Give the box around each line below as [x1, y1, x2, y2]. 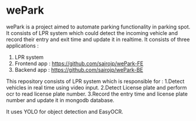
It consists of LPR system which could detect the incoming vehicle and [6, 29, 178, 36]
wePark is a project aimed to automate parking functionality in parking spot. [6, 23, 191, 30]
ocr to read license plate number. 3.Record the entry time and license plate [6, 90, 188, 97]
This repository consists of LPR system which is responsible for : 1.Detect [6, 78, 185, 85]
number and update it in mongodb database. [6, 96, 115, 104]
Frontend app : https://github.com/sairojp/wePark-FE [14, 60, 143, 67]
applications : [6, 42, 39, 49]
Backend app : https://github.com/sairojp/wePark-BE [14, 66, 143, 73]
